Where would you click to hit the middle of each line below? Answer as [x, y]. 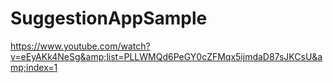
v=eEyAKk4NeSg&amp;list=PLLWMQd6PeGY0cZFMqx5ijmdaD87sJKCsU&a [166, 56]
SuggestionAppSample [109, 18]
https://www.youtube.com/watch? [80, 46]
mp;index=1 [34, 67]
